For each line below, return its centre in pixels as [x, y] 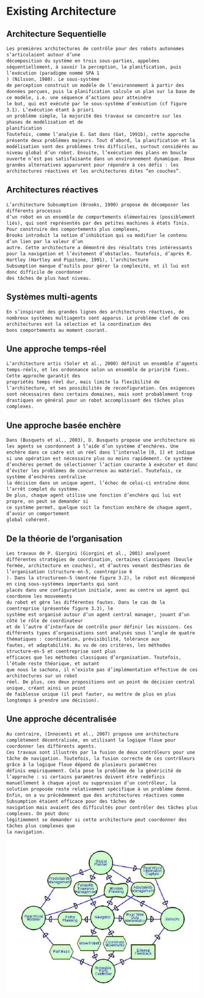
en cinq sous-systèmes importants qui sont [63, 584]
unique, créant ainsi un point [46, 688]
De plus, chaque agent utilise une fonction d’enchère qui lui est [94, 495]
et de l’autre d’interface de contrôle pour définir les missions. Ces [99, 627]
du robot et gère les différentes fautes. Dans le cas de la [86, 602]
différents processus [34, 211]
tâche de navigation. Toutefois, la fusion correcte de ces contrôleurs [101, 758]
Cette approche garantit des [43, 376]
